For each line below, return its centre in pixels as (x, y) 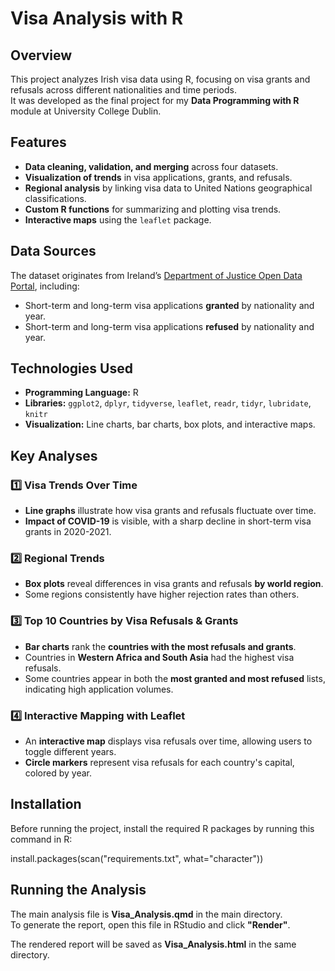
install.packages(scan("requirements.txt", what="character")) (137, 858)
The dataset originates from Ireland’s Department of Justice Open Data (156, 275)
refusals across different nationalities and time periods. (123, 90)
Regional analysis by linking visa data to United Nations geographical (168, 188)
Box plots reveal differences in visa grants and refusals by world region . (174, 584)
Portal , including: (45, 286)
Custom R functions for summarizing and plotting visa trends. (153, 209)
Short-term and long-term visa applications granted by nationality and (169, 305)
